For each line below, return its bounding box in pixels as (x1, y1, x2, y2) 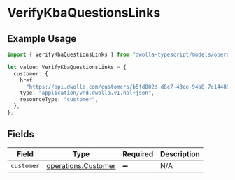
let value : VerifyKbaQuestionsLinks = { (7, 63, 127, 70)
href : (20, 77, 36, 84)
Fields (7, 128, 35, 140)
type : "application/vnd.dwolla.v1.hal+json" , (20, 89, 155, 97)
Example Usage (7, 33, 77, 45)
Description (159, 149, 201, 158)
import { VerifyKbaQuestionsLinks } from (7, 51, 130, 58)
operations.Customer (46, 160, 116, 170)
